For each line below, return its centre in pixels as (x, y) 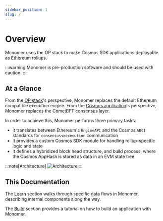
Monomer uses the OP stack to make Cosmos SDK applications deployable (82, 53)
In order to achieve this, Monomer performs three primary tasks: (71, 121)
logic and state (27, 146)
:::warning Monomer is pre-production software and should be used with (79, 68)
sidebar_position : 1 (27, 10)
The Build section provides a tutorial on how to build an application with (78, 209)
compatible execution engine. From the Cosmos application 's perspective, (81, 106)
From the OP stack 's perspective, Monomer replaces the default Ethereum (81, 100)
